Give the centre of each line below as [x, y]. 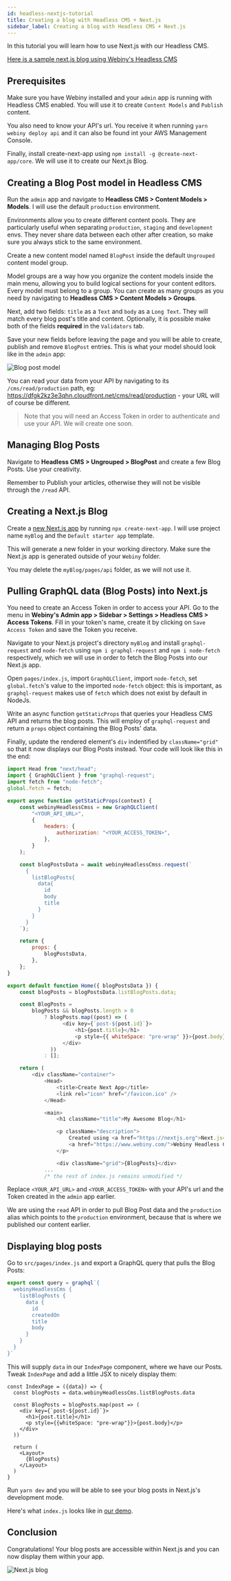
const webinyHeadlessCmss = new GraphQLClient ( [89, 807]
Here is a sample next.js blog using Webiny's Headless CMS [92, 59]
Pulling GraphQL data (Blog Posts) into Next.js [108, 591]
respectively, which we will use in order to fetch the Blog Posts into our [108, 658]
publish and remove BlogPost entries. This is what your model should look [112, 347]
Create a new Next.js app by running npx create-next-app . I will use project [114, 528]
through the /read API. [39, 490]
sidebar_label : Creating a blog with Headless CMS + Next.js [97, 26]
